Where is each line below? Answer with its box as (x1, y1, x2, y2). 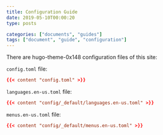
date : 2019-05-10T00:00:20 (6, 15, 75, 21)
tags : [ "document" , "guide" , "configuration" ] (6, 37, 127, 43)
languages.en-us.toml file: (6, 88, 72, 95)
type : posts (6, 20, 37, 26)
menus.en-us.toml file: (6, 111, 61, 118)
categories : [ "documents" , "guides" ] (6, 31, 103, 37)
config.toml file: (6, 65, 48, 73)
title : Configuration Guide (6, 9, 78, 15)
